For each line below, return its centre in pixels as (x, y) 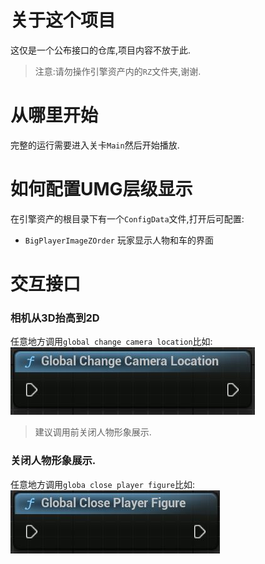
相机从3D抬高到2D (55, 318)
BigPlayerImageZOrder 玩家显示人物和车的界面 (119, 240)
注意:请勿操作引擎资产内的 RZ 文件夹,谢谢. (118, 71)
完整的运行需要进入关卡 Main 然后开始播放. (95, 145)
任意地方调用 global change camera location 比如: (111, 342)
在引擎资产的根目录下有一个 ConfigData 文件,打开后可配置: (127, 218)
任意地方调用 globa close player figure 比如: (103, 484)
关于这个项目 (63, 20)
